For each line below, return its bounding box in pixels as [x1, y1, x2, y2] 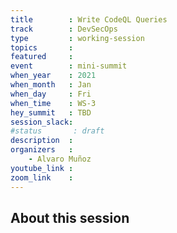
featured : [10, 52, 74, 62]
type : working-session [10, 33, 145, 43]
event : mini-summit [10, 61, 128, 71]
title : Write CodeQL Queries [10, 14, 168, 25]
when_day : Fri [10, 89, 92, 99]
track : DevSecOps [10, 24, 118, 34]
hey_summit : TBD [10, 107, 92, 118]
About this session [10, 209, 130, 226]
